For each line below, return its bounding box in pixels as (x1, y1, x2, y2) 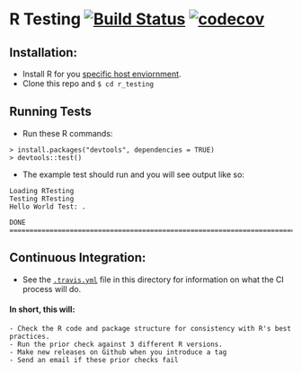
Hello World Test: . (9, 202, 87, 211)
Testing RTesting (9, 194, 75, 203)
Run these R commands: (22, 128, 113, 138)
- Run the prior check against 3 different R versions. (9, 340, 223, 349)
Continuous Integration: (9, 250, 147, 265)
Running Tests (9, 104, 92, 120)
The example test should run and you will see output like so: (22, 169, 245, 180)
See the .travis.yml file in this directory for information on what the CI (22, 274, 285, 285)
